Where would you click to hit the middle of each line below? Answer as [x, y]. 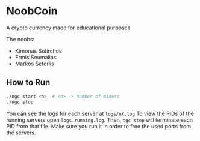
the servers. [21, 133]
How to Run [28, 82]
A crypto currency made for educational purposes [68, 28]
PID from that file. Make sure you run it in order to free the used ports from [99, 126]
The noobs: [20, 39]
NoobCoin [32, 11]
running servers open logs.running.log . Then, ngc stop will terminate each [99, 120]
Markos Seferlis [34, 64]
